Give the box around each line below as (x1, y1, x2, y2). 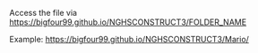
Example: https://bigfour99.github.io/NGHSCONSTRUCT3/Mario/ (9, 34, 249, 44)
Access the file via (9, 8, 78, 18)
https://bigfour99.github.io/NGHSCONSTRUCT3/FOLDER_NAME (9, 17, 247, 27)
